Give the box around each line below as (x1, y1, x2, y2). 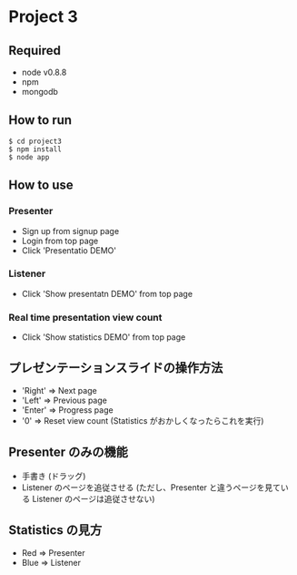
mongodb (21, 87, 58, 97)
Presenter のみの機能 (8, 445, 129, 460)
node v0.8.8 (21, 67, 67, 77)
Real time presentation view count (8, 311, 163, 323)
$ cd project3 (8, 137, 63, 146)
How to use (8, 178, 74, 193)
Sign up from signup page (21, 225, 120, 236)
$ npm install (8, 144, 63, 154)
